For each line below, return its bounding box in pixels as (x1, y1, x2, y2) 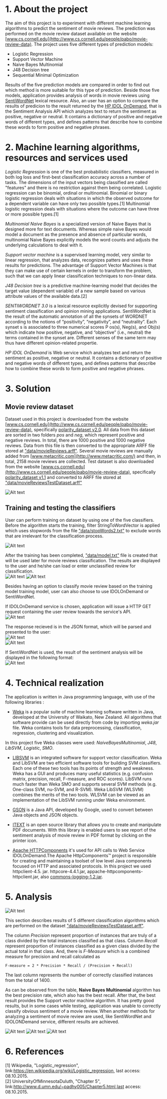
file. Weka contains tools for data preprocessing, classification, (12, 724, 142, 730)
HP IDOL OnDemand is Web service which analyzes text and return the (5, 349, 151, 355)
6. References (5, 1046, 64, 1057)
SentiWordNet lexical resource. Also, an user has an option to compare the (5, 97, 159, 103)
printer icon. (12, 837, 38, 844)
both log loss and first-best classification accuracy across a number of (5, 174, 151, 180)
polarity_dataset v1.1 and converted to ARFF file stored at (5, 474, 121, 480)
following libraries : (5, 699, 44, 705)
